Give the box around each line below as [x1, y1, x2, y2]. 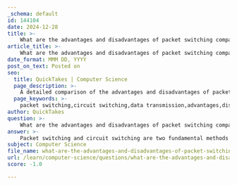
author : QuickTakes [7, 108, 65, 115]
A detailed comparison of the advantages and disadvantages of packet [20, 89, 232, 96]
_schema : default [7, 10, 59, 18]
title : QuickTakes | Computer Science [13, 75, 128, 83]
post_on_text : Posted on [7, 63, 80, 70]
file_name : [7, 148, 39, 155]
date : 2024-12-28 [7, 23, 59, 30]
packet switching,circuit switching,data [20, 102, 143, 109]
